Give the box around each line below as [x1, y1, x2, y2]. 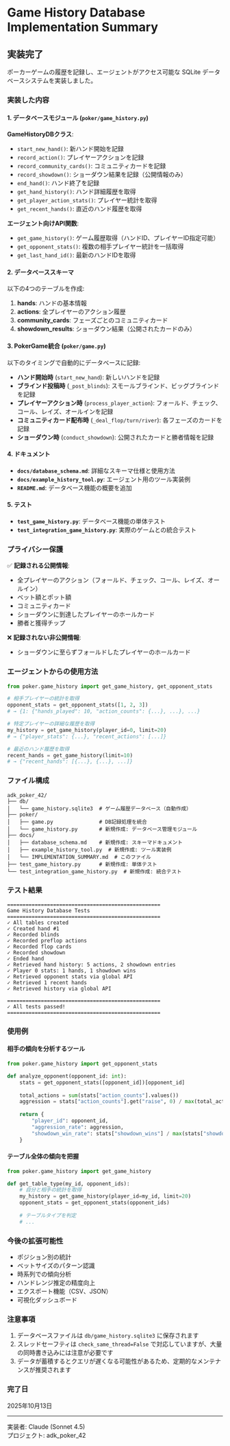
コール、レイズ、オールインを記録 [16, 407, 114, 416]
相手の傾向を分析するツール [7, 1045, 86, 1053]
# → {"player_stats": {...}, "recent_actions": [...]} [7, 733, 167, 740]
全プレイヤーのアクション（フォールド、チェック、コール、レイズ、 [16, 576, 208, 584]
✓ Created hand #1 [7, 925, 60, 932]
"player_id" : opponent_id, [31, 1117, 109, 1124]
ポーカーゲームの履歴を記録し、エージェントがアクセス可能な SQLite [7, 68, 201, 76]
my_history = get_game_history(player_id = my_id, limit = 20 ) [19, 1193, 192, 1200]
